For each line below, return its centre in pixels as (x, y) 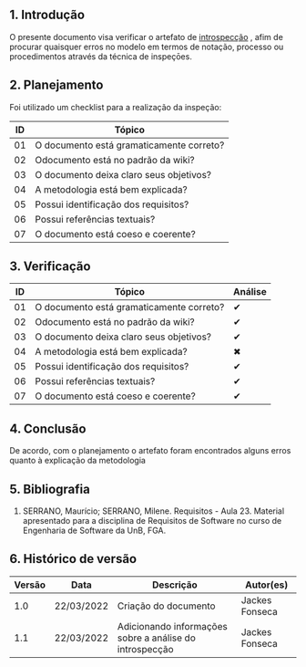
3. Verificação (50, 267)
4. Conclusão (48, 428)
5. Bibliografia (50, 489)
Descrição (174, 585)
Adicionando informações (172, 626)
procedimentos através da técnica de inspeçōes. (101, 56)
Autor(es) (266, 585)
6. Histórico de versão (73, 559)
